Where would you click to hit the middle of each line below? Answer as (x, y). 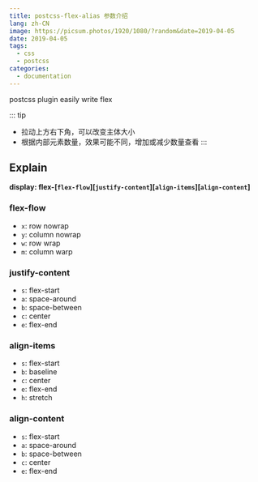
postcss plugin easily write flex (61, 99)
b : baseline (39, 372)
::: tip (18, 115)
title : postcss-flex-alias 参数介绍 (69, 16)
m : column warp (47, 251)
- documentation (44, 76)
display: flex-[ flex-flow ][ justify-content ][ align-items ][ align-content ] (130, 187)
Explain (28, 168)
